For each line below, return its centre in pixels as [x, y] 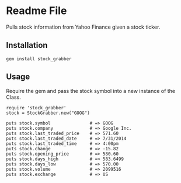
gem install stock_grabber [39, 59]
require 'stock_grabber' [36, 108]
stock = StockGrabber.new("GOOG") [48, 113]
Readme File [36, 11]
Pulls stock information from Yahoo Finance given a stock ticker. [83, 27]
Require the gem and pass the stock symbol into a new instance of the [91, 91]
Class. [14, 97]
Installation [27, 45]
